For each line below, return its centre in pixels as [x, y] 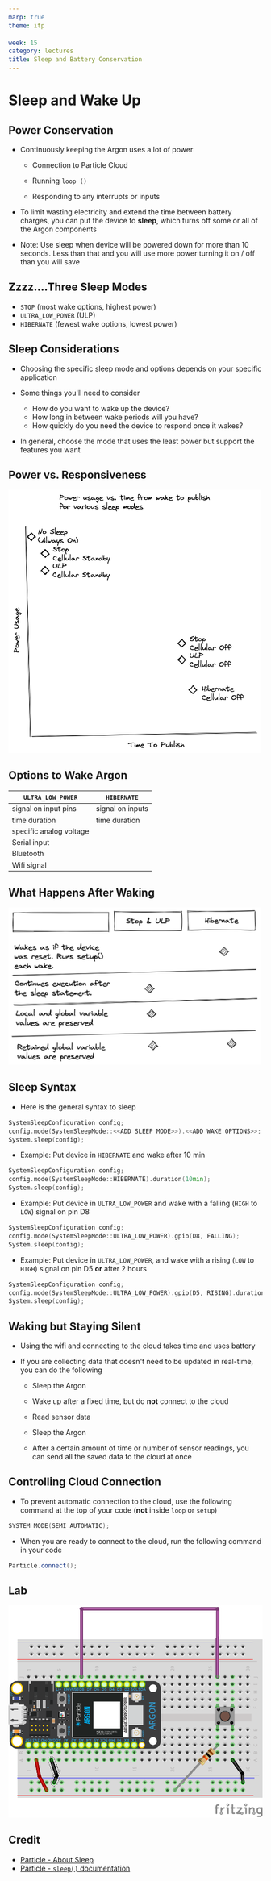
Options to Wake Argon [68, 775]
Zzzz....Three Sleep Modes [78, 287]
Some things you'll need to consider [80, 393]
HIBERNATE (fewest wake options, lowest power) [98, 323]
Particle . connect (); [43, 1565]
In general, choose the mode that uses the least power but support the [137, 441]
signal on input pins [44, 809]
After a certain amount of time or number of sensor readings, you [141, 1448]
